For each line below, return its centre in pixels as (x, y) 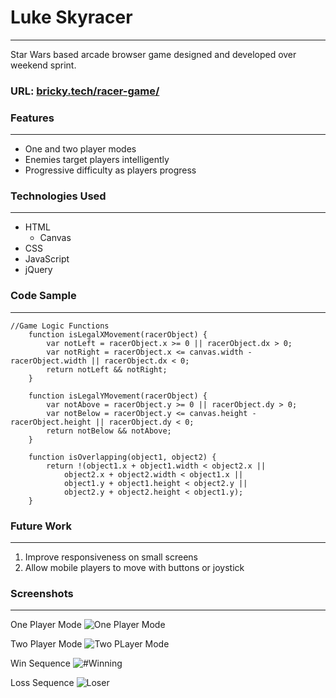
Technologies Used (58, 196)
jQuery (38, 270)
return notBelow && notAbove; (109, 431)
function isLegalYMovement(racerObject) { (118, 396)
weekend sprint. (43, 65)
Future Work (41, 526)
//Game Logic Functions (60, 326)
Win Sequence (40, 663)
